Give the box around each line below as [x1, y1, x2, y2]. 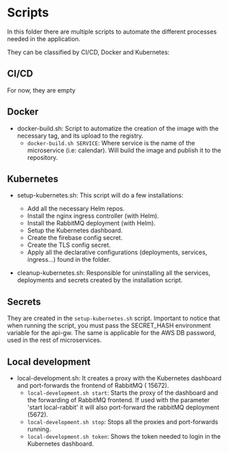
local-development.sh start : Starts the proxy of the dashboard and [27, 389, 218, 397]
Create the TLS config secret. [27, 241, 111, 249]
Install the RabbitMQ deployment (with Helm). [27, 219, 156, 228]
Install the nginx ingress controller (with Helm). [27, 212, 160, 220]
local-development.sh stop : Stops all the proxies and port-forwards [27, 418, 218, 426]
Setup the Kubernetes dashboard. [27, 226, 123, 234]
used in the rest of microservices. [7, 336, 102, 344]
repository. [27, 153, 58, 162]
